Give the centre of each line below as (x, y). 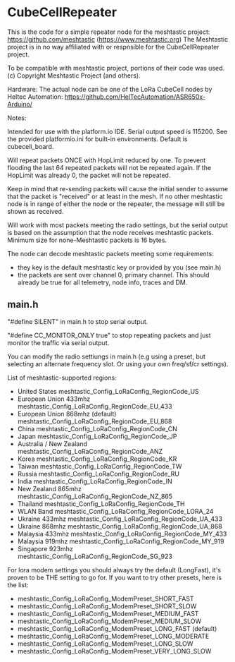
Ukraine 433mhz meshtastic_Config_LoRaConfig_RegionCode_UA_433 (120, 519)
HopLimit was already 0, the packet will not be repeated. (89, 175)
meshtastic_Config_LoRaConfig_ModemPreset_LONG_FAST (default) (117, 628)
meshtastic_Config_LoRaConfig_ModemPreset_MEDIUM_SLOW (109, 621)
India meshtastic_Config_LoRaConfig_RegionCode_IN (95, 481)
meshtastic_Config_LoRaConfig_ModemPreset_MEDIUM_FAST (108, 613)
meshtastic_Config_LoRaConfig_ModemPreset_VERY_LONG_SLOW (114, 651)
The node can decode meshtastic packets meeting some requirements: (111, 253)
